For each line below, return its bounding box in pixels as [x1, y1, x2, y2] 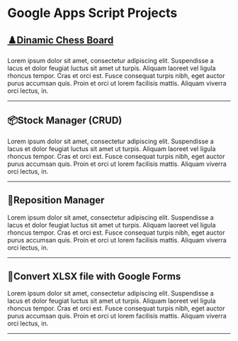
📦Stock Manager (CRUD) [7, 115, 123, 127]
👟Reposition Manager [7, 194, 105, 206]
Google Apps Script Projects [7, 5, 178, 21]
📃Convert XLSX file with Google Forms [7, 271, 181, 283]
